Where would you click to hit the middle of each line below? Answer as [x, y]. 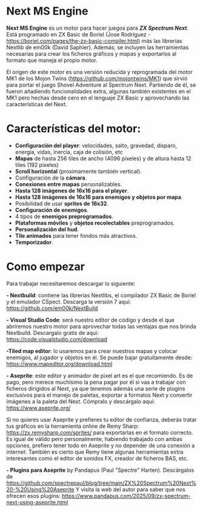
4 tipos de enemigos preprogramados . [64, 216]
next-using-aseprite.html [37, 502]
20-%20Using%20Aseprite [40, 489]
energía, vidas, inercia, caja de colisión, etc [69, 152]
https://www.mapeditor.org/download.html [59, 364]
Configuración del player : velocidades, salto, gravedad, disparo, [96, 145]
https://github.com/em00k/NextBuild [52, 308]
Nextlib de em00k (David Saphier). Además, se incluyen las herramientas [98, 47]
